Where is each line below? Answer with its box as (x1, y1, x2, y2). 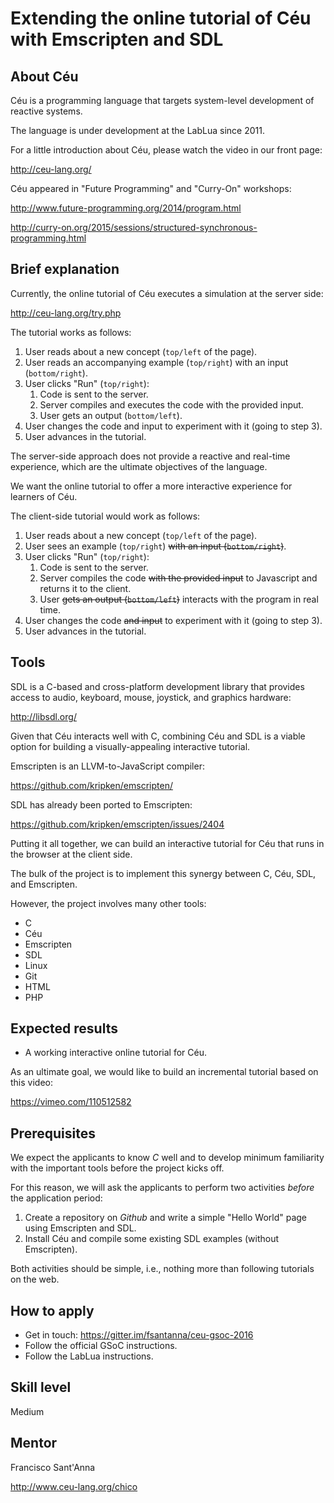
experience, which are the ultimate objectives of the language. (10, 460, 268, 472)
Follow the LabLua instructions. (24, 1350, 154, 1362)
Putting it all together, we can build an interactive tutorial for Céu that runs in (10, 837, 325, 849)
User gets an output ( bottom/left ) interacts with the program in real (39, 593, 319, 605)
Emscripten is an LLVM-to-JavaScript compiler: (10, 760, 205, 772)
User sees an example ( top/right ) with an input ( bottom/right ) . (24, 540, 287, 552)
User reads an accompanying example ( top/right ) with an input (24, 356, 289, 368)
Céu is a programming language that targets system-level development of (10, 95, 315, 106)
